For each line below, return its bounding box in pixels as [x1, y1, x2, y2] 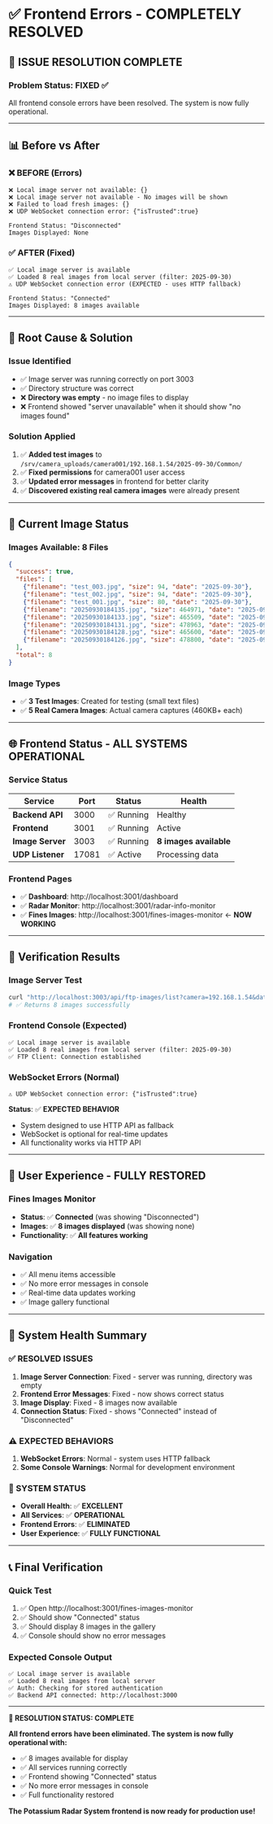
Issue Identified [8, 356, 71, 367]
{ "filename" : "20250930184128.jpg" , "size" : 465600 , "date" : [23, 628, 234, 636]
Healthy [156, 809, 187, 820]
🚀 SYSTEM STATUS [8, 1482, 87, 1494]
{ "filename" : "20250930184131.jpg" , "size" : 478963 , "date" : [23, 620, 234, 629]
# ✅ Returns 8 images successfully [8, 1000, 131, 1009]
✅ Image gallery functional [19, 1297, 110, 1307]
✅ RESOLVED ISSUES [8, 1353, 93, 1364]
